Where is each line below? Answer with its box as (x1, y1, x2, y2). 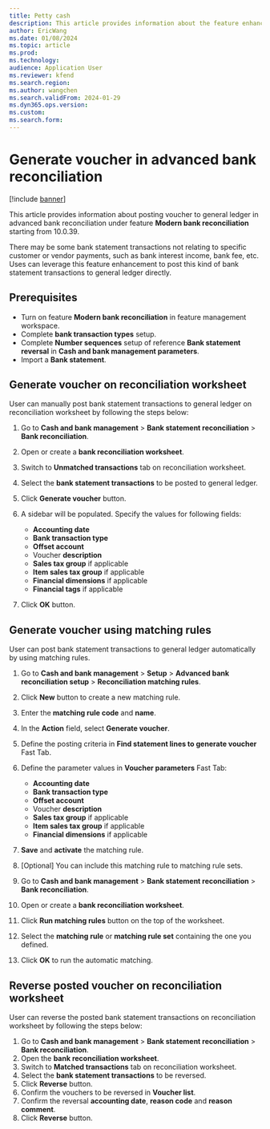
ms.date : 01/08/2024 (9, 34, 79, 42)
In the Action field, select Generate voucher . (20, 724, 171, 733)
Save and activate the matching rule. (20, 845, 144, 855)
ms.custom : (9, 109, 46, 117)
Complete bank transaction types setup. (20, 329, 157, 339)
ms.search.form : (9, 116, 63, 124)
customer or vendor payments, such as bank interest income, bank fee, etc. (9, 250, 260, 260)
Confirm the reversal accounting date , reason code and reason (20, 1096, 233, 1106)
